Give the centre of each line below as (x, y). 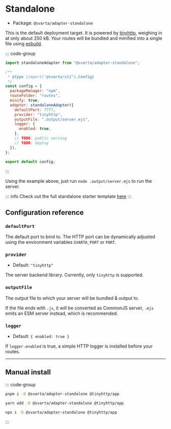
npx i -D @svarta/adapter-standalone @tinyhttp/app (61, 412)
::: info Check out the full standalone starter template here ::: (68, 196)
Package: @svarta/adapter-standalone (53, 23)
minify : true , (25, 101)
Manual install (28, 372)
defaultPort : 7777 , (35, 110)
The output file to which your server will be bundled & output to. (72, 298)
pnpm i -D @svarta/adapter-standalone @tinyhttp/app (62, 394)
